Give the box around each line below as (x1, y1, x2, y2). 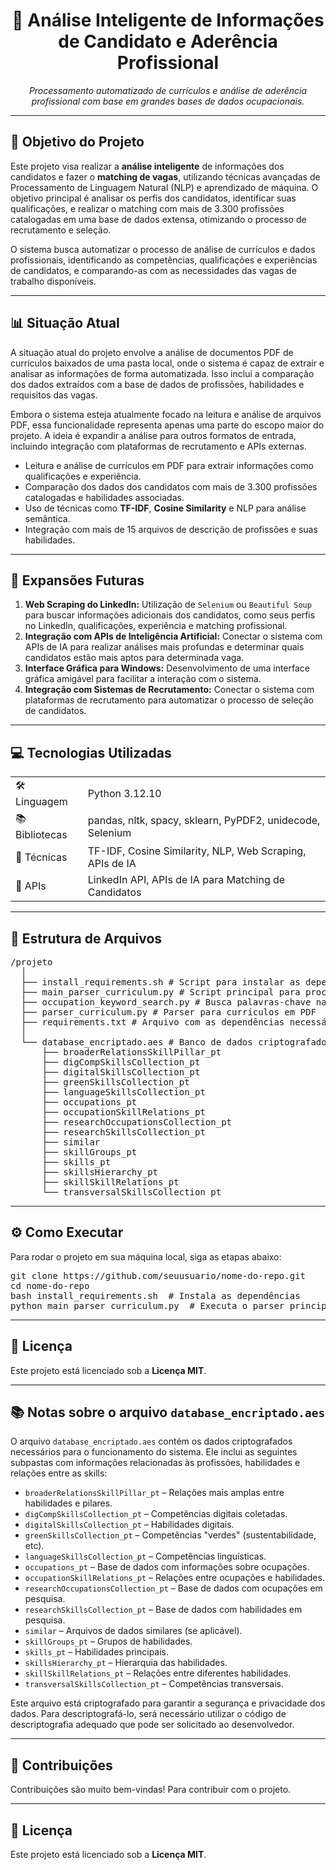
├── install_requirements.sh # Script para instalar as (20, 977, 301, 988)
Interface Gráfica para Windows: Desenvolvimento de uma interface (24, 662, 310, 674)
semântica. (24, 512, 71, 524)
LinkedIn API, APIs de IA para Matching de (87, 873, 286, 887)
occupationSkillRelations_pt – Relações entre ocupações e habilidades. (24, 1572, 325, 1584)
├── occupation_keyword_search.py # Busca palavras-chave (20, 997, 312, 1008)
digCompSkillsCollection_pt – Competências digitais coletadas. (24, 1508, 288, 1520)
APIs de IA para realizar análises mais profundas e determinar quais (24, 641, 305, 653)
